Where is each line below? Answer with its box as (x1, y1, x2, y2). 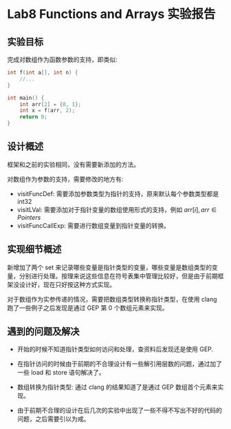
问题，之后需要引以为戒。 (16, 415, 90, 423)
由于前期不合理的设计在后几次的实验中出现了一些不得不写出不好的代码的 (16, 406, 222, 415)
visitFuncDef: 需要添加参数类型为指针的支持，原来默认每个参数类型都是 (16, 189, 219, 198)
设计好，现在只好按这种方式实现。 (19, 280, 115, 289)
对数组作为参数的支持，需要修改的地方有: (7, 175, 124, 183)
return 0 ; (19, 114, 48, 121)
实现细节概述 (7, 244, 62, 255)
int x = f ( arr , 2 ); (19, 107, 76, 114)
